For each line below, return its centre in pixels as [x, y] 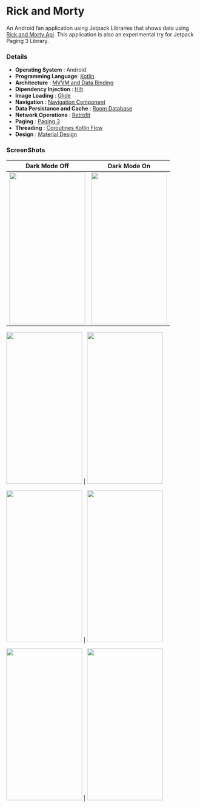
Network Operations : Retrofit [53, 115]
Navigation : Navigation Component [60, 102]
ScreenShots [26, 150]
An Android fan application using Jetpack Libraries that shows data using [98, 28]
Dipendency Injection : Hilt [49, 89]
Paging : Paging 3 [38, 121]
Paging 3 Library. [28, 41]
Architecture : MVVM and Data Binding [64, 83]
